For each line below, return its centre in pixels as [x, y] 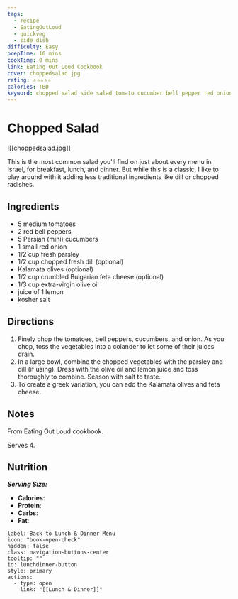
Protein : [29, 506]
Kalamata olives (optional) [56, 269]
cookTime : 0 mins [33, 60]
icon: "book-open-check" [44, 540]
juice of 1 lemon [40, 291]
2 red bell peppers [45, 231]
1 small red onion [42, 247]
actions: [20, 577]
